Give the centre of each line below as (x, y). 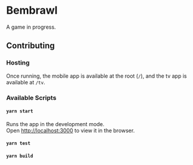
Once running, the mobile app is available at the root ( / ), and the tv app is (96, 76)
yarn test (19, 143)
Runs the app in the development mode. (55, 124)
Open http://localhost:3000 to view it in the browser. (71, 130)
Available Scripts (31, 97)
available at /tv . (26, 82)
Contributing (30, 46)
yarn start (20, 111)
